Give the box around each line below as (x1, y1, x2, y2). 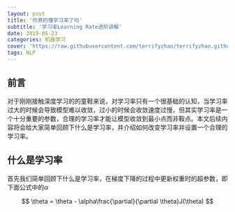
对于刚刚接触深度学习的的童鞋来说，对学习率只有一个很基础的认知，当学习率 (7, 97, 228, 105)
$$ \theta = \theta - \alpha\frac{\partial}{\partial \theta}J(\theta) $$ (21, 197, 214, 205)
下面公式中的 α (7, 183, 49, 191)
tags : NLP (7, 50, 36, 57)
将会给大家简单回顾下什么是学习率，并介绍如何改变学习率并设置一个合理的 (13, 123, 228, 132)
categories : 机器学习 (7, 36, 66, 43)
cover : (7, 43, 27, 50)
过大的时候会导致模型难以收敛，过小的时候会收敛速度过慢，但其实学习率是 (7, 106, 222, 114)
